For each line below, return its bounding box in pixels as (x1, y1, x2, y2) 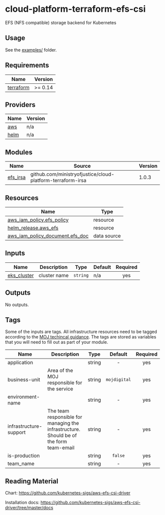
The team (47, 408, 70, 414)
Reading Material (5, 477, 58, 485)
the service (47, 386, 74, 392)
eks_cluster (7, 272, 34, 279)
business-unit (7, 376, 40, 383)
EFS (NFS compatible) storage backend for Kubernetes (5, 20, 116, 26)
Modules (5, 148, 33, 156)
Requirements (5, 61, 49, 70)
